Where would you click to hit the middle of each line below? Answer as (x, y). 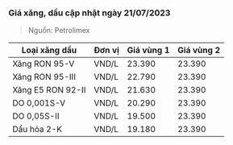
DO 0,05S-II (36, 116)
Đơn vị (106, 50)
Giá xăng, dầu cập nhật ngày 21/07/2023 (89, 13)
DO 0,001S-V (39, 103)
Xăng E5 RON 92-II (49, 90)
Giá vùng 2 (198, 50)
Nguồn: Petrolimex (59, 31)
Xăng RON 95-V (44, 64)
